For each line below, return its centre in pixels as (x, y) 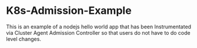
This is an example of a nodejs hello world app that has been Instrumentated (99, 27)
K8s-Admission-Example (69, 11)
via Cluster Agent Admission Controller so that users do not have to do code (98, 32)
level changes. (24, 39)
